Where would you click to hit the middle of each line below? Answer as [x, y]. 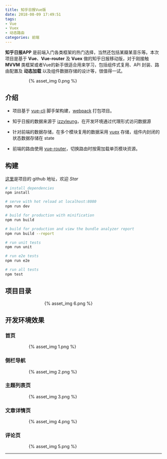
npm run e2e [17, 261]
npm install [17, 193]
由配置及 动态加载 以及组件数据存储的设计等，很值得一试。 [65, 71]
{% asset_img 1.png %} [52, 347]
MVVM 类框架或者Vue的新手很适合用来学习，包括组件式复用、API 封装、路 [82, 65]
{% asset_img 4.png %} [53, 422]
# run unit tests [23, 242]
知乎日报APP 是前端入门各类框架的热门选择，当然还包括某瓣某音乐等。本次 [82, 52]
